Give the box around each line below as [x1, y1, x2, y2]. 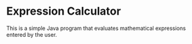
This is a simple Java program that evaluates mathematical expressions [6, 24, 186, 32]
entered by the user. [6, 31, 57, 38]
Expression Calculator [6, 4, 121, 18]
